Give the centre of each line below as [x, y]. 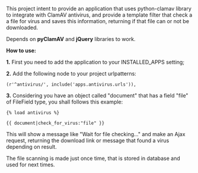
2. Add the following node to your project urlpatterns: [71, 73]
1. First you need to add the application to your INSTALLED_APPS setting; [95, 62]
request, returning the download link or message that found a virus [88, 140]
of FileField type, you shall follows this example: [65, 102]
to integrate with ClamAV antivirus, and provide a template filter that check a [99, 15]
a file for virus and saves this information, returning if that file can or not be [98, 21]
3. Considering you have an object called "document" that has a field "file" [97, 95]
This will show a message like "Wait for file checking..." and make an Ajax [96, 134]
